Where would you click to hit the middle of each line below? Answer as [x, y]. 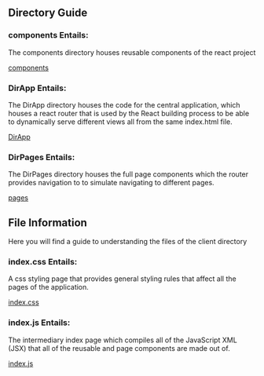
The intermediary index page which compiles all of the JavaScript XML [123, 340]
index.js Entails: [39, 323]
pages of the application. [48, 287]
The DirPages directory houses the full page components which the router [128, 174]
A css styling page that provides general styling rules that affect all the [123, 279]
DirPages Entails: [42, 157]
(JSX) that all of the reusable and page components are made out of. [119, 348]
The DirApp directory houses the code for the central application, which [125, 104]
